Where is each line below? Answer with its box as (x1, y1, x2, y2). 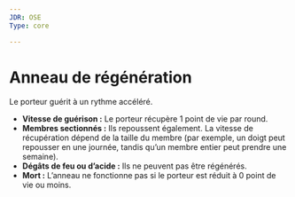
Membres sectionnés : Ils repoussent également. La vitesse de (21, 123, 254, 134)
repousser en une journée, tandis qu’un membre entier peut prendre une (21, 142, 287, 153)
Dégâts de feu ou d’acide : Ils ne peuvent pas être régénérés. (21, 161, 247, 171)
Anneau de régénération (9, 67, 192, 87)
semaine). (21, 152, 59, 162)
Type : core (9, 21, 50, 30)
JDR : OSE (9, 12, 42, 22)
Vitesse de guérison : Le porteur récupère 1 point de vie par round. (21, 114, 268, 124)
